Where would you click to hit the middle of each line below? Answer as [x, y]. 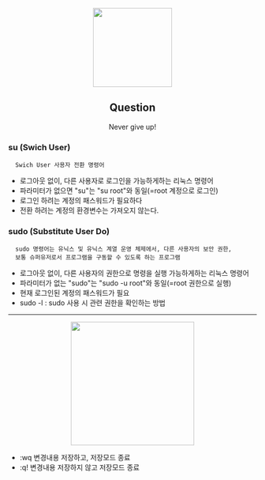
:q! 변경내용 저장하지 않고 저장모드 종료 [80, 467]
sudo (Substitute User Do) [59, 232]
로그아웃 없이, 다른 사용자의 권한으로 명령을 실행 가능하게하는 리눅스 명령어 [134, 274]
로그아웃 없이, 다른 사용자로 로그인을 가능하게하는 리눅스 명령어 [117, 181]
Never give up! [132, 127]
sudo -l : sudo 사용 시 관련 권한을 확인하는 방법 [92, 303]
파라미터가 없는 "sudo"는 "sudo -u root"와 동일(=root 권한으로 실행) [125, 283]
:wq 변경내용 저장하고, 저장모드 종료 [75, 458]
